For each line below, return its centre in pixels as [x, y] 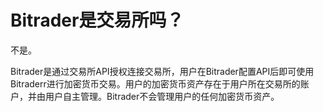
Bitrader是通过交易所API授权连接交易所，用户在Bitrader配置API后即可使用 [162, 71]
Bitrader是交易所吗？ [97, 20]
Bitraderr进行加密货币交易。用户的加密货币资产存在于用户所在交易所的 [155, 83]
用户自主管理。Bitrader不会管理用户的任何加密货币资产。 [162, 96]
